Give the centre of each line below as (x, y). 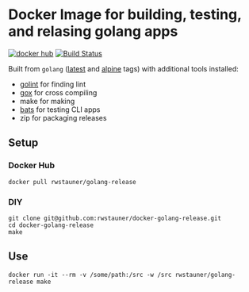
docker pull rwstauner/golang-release (72, 182)
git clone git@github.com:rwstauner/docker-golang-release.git (115, 218)
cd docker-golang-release (51, 225)
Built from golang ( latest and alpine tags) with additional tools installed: (124, 68)
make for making (47, 101)
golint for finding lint (52, 84)
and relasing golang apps (93, 31)
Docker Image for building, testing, (125, 15)
